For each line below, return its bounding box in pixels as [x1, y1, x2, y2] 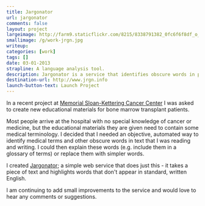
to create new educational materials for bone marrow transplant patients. [6, 106, 190, 113]
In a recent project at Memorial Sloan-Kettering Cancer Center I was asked [6, 99, 194, 107]
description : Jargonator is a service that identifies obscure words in [6, 71, 195, 77]
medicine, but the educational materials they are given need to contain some [6, 124, 199, 131]
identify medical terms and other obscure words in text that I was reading [6, 137, 191, 144]
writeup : [6, 43, 29, 49]
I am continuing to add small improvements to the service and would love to [6, 186, 196, 194]
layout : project [6, 26, 48, 32]
